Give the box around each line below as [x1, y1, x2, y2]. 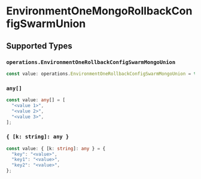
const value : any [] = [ [6, 97, 66, 103]
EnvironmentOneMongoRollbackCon [6, 4, 193, 18]
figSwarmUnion [6, 17, 86, 31]
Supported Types [6, 41, 73, 51]
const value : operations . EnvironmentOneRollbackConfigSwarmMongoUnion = [6, 71, 191, 77]
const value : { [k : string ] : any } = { [6, 145, 106, 151]
